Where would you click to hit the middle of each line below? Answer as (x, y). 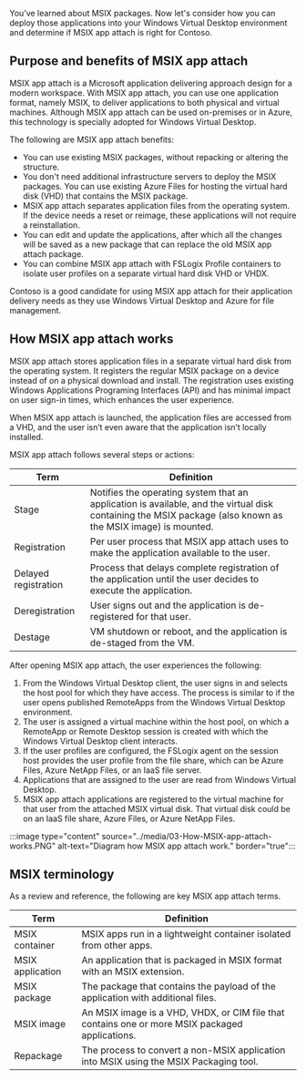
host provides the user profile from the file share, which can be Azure (153, 760)
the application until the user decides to (174, 579)
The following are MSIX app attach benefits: (92, 139)
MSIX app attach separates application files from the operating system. (156, 205)
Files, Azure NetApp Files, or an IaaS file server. (112, 770)
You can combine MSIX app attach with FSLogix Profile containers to (152, 263)
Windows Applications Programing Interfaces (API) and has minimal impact (150, 390)
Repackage (38, 1056)
